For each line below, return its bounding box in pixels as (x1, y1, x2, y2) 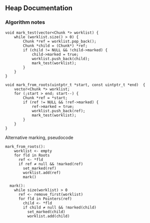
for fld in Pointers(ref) (18, 196, 72, 201)
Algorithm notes (5, 19, 46, 26)
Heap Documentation (5, 4, 73, 12)
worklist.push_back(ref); (31, 108, 85, 113)
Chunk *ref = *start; (23, 95, 68, 100)
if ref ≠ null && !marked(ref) (18, 161, 83, 166)
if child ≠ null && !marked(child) (23, 205, 97, 210)
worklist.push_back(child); (31, 56, 90, 61)
